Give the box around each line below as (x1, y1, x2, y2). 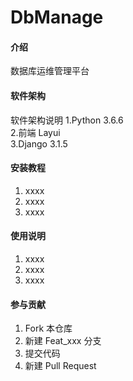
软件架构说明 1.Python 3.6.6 (10, 114, 124, 126)
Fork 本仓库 (24, 322, 73, 335)
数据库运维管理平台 (10, 65, 90, 77)
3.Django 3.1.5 (10, 137, 68, 150)
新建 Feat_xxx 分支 (24, 335, 102, 347)
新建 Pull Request (24, 360, 97, 372)
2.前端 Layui (10, 126, 61, 138)
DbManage (10, 6, 104, 29)
